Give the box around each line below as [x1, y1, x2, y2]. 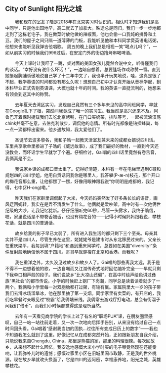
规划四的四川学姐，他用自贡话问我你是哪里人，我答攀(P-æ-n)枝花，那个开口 [5, 172, 160, 178]
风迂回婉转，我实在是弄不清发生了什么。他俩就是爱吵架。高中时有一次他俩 [5, 201, 157, 207]
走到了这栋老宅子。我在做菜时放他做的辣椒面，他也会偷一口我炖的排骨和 [5, 31, 152, 37]
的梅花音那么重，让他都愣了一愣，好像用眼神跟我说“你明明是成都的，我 [5, 178, 150, 184]
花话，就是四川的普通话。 [5, 220, 57, 226]
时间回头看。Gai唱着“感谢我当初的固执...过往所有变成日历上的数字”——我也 [5, 326, 158, 331]
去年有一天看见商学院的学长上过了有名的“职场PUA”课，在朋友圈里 [14, 313, 149, 319]
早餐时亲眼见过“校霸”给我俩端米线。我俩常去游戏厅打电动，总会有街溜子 [13, 296, 161, 302]
